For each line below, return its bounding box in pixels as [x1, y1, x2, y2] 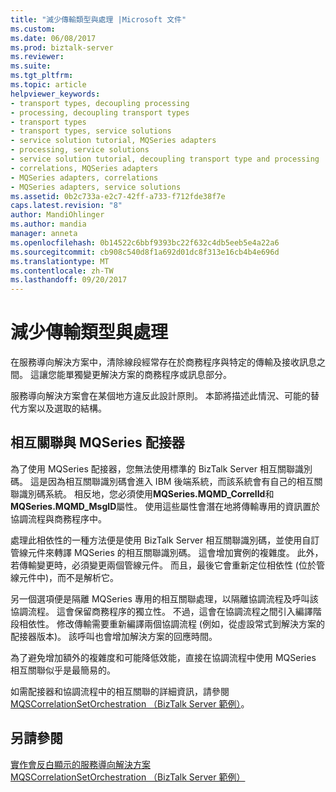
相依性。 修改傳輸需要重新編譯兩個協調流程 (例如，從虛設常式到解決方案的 [18, 617, 325, 630]
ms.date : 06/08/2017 [10, 33, 97, 43]
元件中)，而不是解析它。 [18, 571, 120, 583]
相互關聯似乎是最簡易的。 [10, 664, 116, 676]
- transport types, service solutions [10, 126, 172, 136]
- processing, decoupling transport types [10, 107, 190, 118]
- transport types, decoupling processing [10, 98, 190, 108]
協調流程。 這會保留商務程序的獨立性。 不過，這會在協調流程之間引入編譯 [10, 605, 313, 617]
